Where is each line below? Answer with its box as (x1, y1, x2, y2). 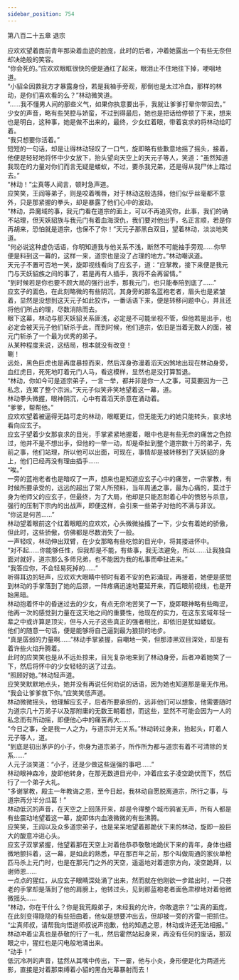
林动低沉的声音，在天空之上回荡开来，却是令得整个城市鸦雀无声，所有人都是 (7, 804, 232, 813)
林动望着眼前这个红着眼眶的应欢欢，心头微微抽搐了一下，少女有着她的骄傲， (7, 519, 232, 527)
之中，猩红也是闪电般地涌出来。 (13, 938, 107, 946)
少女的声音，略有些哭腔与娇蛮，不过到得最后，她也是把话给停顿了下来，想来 (7, 108, 232, 117)
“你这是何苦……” (7, 510, 55, 518)
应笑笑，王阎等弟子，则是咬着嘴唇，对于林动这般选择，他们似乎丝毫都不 (7, 188, 219, 197)
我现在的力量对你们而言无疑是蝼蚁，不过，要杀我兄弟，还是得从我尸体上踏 (7, 162, 225, 171)
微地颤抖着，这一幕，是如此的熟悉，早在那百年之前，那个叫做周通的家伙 (7, 849, 219, 857)
